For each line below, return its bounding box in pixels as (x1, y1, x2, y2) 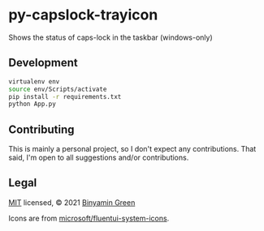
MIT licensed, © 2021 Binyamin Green (8, 197, 136, 207)
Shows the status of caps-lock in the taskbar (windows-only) (8, 32, 213, 42)
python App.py (8, 100, 57, 109)
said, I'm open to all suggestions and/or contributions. (8, 152, 189, 163)
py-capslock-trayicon (8, 6, 158, 24)
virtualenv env (8, 77, 60, 86)
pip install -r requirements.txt (8, 92, 122, 101)
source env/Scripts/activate (8, 85, 107, 93)
